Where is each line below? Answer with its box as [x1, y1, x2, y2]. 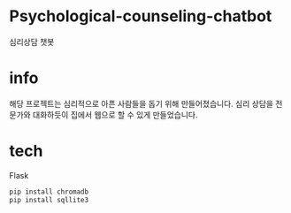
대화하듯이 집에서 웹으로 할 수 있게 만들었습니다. [32, 109, 198, 120]
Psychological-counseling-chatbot [9, 6, 272, 27]
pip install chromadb [9, 187, 89, 196]
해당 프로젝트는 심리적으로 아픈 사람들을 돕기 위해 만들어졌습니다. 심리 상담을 [9, 98, 274, 109]
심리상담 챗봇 [9, 36, 55, 47]
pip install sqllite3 [9, 195, 89, 204]
